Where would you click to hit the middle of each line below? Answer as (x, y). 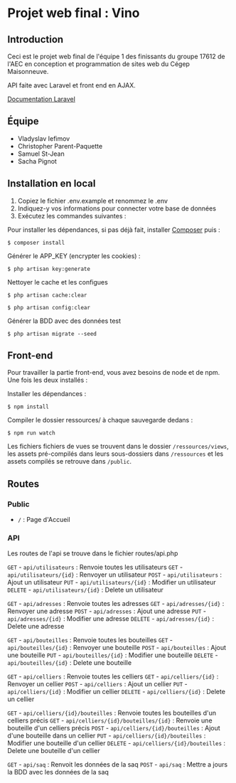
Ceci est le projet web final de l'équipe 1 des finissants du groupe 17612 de (116, 56)
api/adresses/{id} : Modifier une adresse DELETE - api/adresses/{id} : (111, 619)
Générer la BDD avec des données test (64, 321)
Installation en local (52, 184)
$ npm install (28, 407)
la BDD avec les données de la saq (58, 772)
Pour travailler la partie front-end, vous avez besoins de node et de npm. (114, 373)
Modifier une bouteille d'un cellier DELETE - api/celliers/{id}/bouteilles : (117, 743)
